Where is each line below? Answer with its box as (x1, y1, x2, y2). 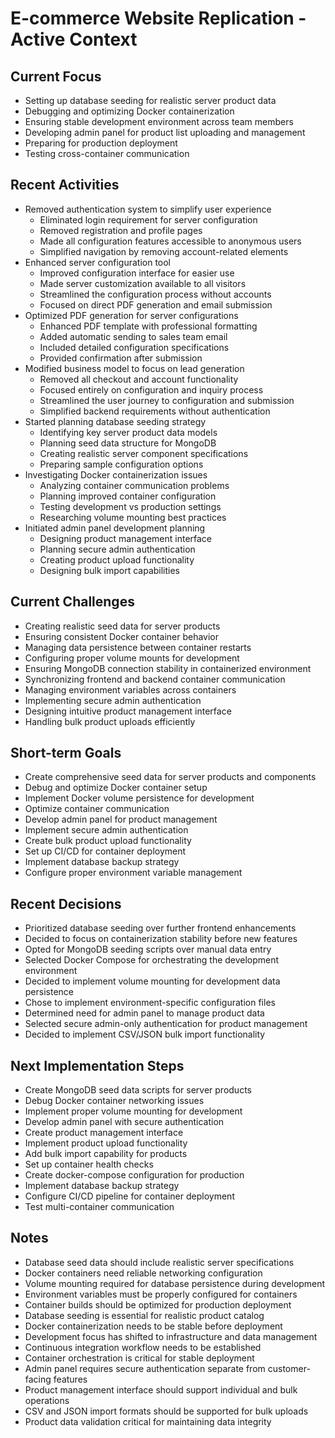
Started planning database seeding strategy (24, 415, 207, 427)
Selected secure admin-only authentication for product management (24, 1018, 308, 1030)
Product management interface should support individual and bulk (24, 1383, 298, 1396)
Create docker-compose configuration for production (24, 1169, 245, 1181)
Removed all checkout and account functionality (39, 373, 239, 385)
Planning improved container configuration (39, 490, 217, 502)
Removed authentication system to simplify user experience (24, 203, 272, 215)
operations (24, 1394, 70, 1406)
